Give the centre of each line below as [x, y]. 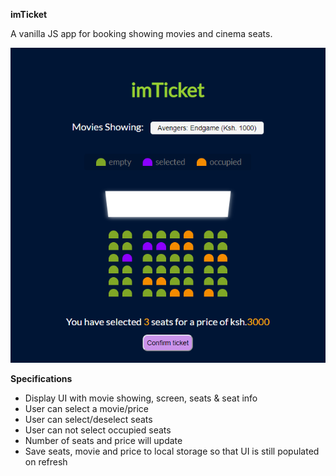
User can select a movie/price [86, 408]
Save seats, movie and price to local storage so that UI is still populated [172, 451]
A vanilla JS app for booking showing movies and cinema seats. [141, 33]
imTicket [29, 14]
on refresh [46, 462]
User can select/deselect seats [88, 419]
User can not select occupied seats [98, 430]
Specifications [41, 378]
